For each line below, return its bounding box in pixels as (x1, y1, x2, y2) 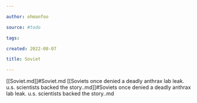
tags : (6, 35, 19, 41)
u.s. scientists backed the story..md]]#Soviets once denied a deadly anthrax (6, 84, 191, 91)
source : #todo (6, 24, 41, 30)
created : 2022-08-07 (6, 45, 57, 52)
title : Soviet (6, 57, 41, 62)
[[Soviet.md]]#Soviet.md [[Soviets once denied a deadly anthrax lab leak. (6, 78, 185, 85)
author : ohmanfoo (6, 14, 49, 19)
